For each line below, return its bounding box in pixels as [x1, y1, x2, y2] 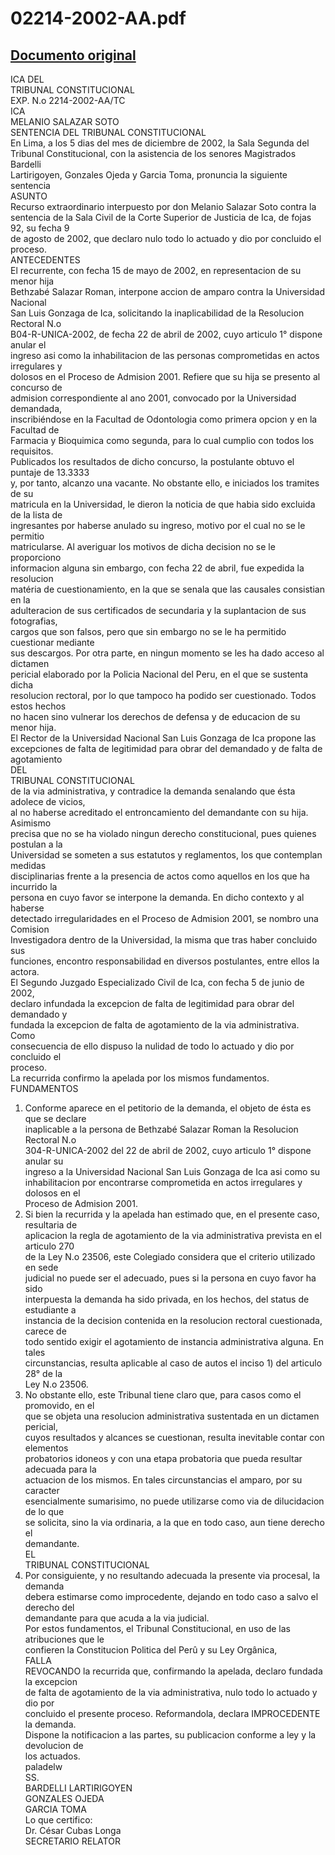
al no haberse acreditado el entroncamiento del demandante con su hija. [10, 807, 309, 818]
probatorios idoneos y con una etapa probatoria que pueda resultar [24, 1453, 303, 1464]
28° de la [24, 1368, 63, 1379]
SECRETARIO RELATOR [24, 1835, 121, 1847]
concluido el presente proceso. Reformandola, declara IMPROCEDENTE [24, 1708, 321, 1719]
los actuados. [24, 1750, 81, 1762]
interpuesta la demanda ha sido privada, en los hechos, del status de [24, 1293, 310, 1305]
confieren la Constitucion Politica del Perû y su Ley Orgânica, [24, 1644, 278, 1656]
